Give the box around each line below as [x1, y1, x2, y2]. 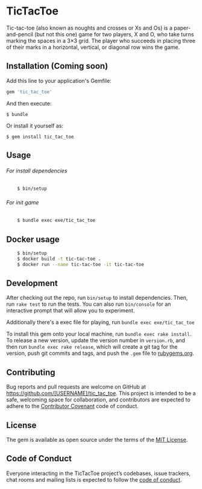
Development [6, 278, 58, 288]
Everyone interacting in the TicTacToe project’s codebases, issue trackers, [6, 470, 191, 477]
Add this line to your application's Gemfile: [6, 77, 112, 84]
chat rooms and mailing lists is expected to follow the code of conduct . [6, 476, 182, 483]
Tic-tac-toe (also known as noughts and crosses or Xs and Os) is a [6, 24, 173, 31]
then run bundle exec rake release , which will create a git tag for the [6, 343, 178, 351]
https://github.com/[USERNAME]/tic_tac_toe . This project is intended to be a [6, 390, 196, 397]
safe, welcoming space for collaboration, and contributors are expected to [6, 396, 191, 403]
